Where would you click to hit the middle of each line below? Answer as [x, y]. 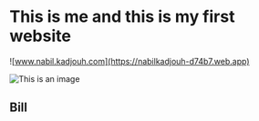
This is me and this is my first [122, 17]
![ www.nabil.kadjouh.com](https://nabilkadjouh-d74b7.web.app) [129, 61]
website [40, 36]
